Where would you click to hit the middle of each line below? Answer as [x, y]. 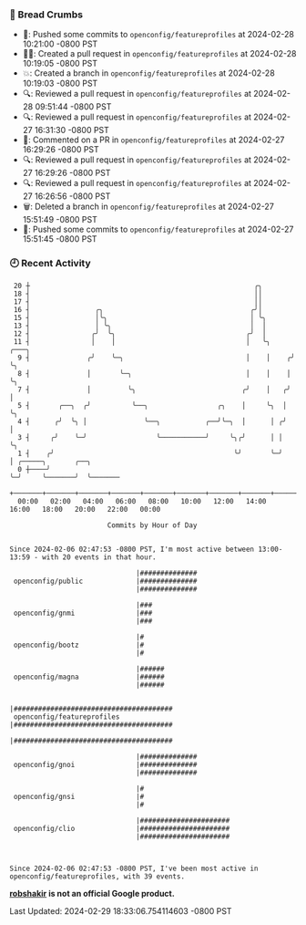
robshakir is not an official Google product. [92, 893]
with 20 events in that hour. [99, 557]
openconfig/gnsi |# [79, 796]
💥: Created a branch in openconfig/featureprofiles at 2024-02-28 [148, 73]
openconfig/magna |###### [89, 677]
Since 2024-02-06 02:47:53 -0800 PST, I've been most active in [134, 868]
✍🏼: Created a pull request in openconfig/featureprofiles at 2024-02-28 [159, 54]
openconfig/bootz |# [79, 645]
